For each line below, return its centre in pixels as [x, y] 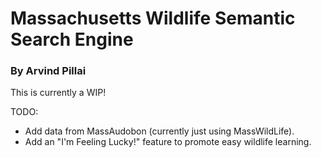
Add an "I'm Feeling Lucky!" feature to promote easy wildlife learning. [168, 142]
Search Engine [72, 39]
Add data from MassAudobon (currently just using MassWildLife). [159, 131]
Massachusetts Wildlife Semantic [153, 18]
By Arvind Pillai [48, 71]
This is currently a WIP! [58, 93]
